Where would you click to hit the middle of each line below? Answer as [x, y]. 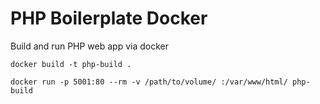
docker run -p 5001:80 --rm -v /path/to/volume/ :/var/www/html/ [149, 82]
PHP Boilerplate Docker [109, 18]
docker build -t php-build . [71, 64]
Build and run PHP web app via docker [89, 46]
